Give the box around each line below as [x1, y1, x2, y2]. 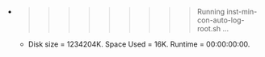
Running [196, 7, 225, 16]
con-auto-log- [196, 15, 245, 25]
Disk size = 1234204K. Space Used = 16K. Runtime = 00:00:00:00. [27, 39, 250, 49]
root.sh [196, 24, 221, 33]
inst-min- [225, 7, 258, 16]
